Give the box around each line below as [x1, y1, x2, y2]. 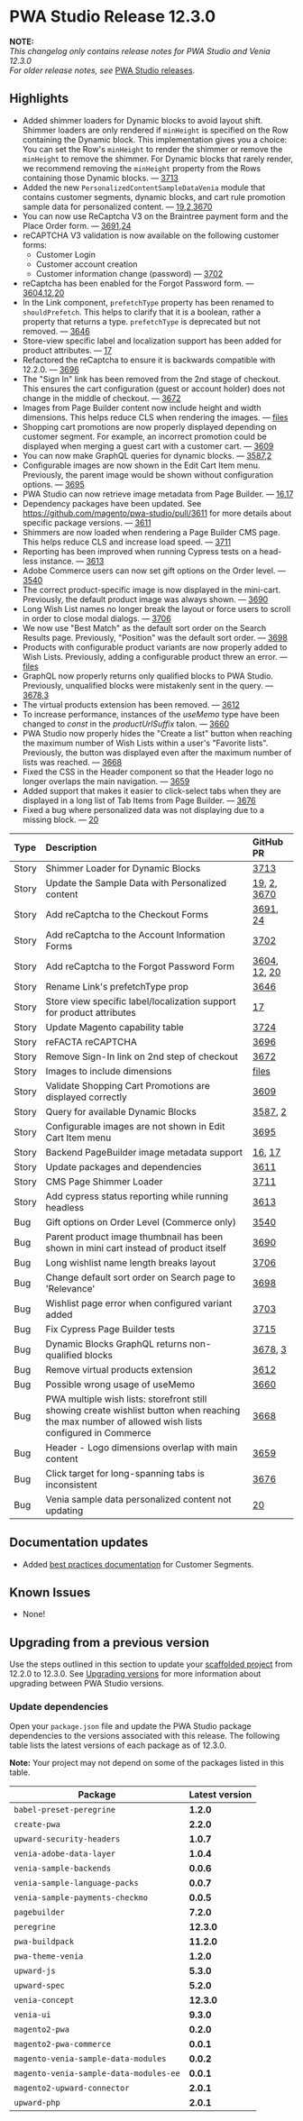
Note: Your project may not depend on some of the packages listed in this [9, 1758, 284, 1769]
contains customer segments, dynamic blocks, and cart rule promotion [22, 191, 286, 202]
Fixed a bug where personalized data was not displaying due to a [22, 804, 264, 815]
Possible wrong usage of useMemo [45, 1377, 196, 1390]
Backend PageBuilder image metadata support [45, 1146, 243, 1158]
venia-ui [14, 2010, 51, 2020]
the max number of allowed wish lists [45, 1415, 203, 1428]
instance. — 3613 [40, 555, 105, 566]
